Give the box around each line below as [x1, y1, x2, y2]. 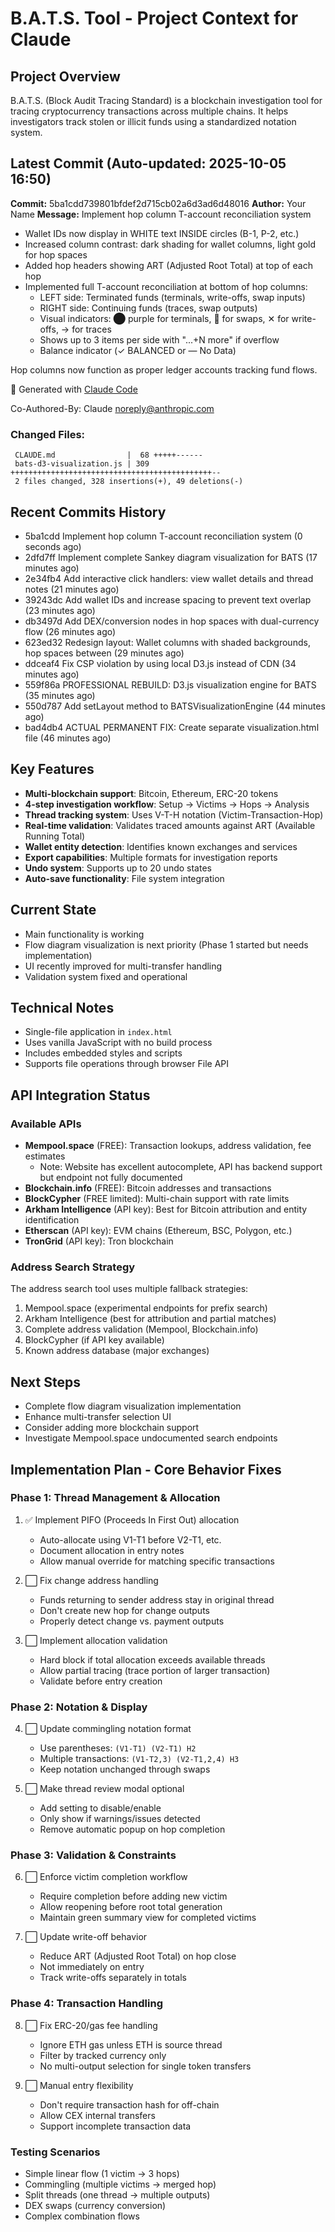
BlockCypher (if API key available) [24, 1334, 165, 1346]
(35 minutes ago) [24, 689, 96, 701]
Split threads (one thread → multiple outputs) [24, 2189, 211, 2201]
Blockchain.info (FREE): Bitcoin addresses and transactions [24, 1182, 272, 1194]
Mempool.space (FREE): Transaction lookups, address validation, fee [24, 1140, 312, 1152]
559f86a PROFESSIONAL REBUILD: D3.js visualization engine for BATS [24, 678, 317, 691]
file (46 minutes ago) [24, 732, 112, 744]
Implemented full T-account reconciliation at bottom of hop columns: [24, 280, 308, 292]
